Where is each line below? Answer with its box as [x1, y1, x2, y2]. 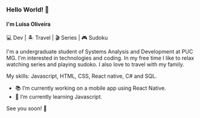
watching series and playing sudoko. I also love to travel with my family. [6, 61, 184, 68]
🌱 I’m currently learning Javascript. [15, 93, 103, 101]
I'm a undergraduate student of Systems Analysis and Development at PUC [6, 48, 193, 55]
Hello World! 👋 [6, 5, 50, 14]
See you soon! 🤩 [6, 105, 47, 112]
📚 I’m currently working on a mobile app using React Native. [15, 84, 166, 92]
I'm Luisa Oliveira [6, 20, 51, 28]
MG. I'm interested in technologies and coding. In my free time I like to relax [6, 54, 195, 62]
